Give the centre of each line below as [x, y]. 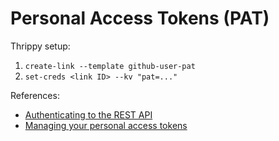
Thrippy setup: [40, 46]
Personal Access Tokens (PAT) [140, 18]
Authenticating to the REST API [88, 114]
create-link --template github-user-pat [110, 66]
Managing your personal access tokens [106, 125]
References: [35, 95]
